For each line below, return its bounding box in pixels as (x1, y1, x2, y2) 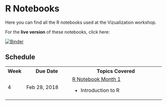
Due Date (35, 67, 58, 74)
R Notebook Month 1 (72, 75, 121, 82)
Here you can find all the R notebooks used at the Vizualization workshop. (5, 19, 157, 25)
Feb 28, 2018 (26, 84, 59, 91)
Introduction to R (81, 87, 120, 94)
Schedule (5, 53, 36, 61)
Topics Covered (96, 67, 135, 74)
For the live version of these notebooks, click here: (5, 29, 110, 35)
